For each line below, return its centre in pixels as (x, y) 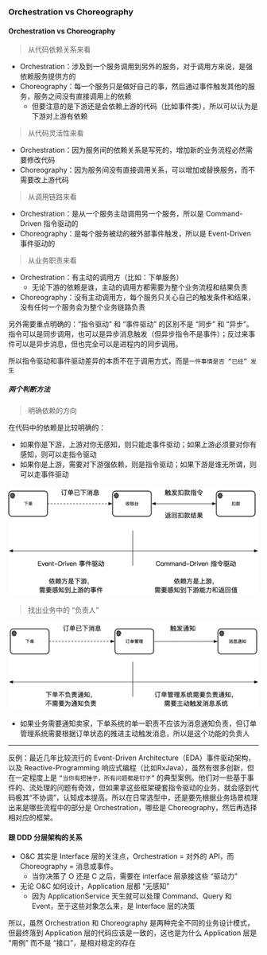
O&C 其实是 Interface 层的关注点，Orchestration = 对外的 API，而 (127, 856)
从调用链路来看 (52, 197)
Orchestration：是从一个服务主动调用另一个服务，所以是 (112, 214)
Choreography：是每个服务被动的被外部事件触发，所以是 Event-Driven (135, 234)
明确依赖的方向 (52, 411)
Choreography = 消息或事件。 (68, 867)
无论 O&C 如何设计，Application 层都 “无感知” (95, 887)
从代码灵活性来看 (56, 133)
